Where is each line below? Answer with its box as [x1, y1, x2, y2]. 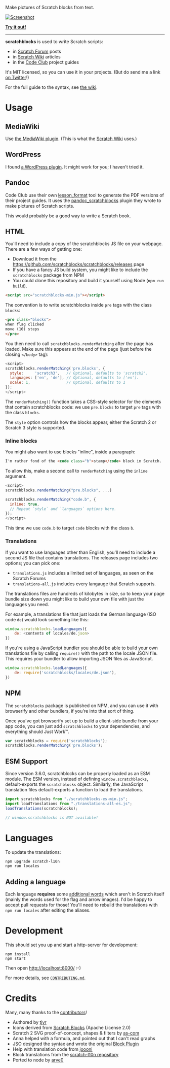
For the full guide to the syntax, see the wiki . [5, 84, 98, 90]
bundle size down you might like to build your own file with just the [5, 596, 144, 602]
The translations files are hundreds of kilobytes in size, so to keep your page [5, 590, 165, 596]
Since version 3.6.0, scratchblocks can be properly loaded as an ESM [5, 771, 150, 777]
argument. [5, 473, 27, 479]
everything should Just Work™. [5, 728, 69, 735]
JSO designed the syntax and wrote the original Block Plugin [12, 1041, 139, 1047]
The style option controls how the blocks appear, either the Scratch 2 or [5, 419, 157, 425]
